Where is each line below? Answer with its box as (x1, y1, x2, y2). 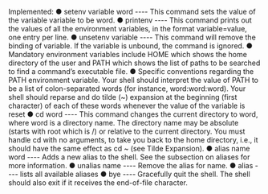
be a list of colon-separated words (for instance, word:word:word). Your (8, 84, 246, 93)
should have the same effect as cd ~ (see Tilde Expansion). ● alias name (8, 144, 250, 153)
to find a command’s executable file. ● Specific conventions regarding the (8, 67, 254, 76)
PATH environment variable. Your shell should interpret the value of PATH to (8, 76, 259, 85)
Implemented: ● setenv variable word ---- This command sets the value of (8, 7, 256, 16)
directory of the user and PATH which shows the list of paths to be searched (8, 58, 261, 68)
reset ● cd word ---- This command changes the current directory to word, (8, 109, 258, 119)
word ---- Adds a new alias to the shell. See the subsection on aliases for (8, 152, 250, 162)
